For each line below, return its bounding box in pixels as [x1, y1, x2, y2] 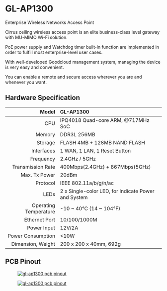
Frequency [30, 155, 56, 162]
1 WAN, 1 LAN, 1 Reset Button [60, 147, 131, 154]
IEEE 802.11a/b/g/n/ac [60, 180, 114, 187]
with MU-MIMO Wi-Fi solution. [5, 34, 68, 40]
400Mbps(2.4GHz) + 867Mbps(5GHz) [60, 163, 151, 170]
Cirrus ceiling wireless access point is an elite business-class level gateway [5, 29, 160, 35]
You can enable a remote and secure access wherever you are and [5, 74, 142, 80]
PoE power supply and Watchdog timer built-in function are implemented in [5, 44, 160, 50]
